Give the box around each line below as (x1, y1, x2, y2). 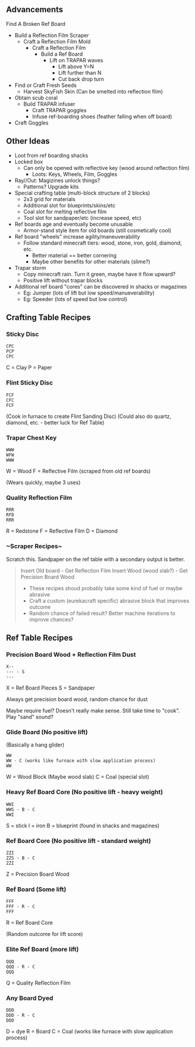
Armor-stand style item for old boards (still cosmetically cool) (23, 226, 172, 234)
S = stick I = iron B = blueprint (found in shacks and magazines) (6, 822, 160, 829)
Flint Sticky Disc (6, 379, 53, 387)
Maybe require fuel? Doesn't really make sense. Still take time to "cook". (6, 707, 180, 714)
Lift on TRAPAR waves (49, 56, 104, 63)
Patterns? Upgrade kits (23, 183, 79, 190)
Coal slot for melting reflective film (23, 208, 107, 215)
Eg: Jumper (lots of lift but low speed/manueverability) (23, 289, 155, 296)
